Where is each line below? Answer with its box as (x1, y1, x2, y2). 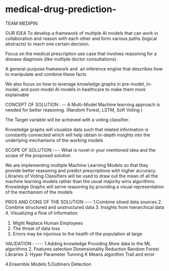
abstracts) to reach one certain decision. (5, 40, 90, 47)
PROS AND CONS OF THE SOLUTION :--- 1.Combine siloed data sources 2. (5, 199, 162, 205)
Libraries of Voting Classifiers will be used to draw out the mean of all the (5, 173, 158, 179)
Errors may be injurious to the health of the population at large (12, 231, 143, 237)
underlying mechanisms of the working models (5, 137, 104, 143)
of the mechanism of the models (5, 189, 73, 195)
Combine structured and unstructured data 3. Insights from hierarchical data (5, 204, 164, 210)
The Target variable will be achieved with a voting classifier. (5, 116, 130, 122)
